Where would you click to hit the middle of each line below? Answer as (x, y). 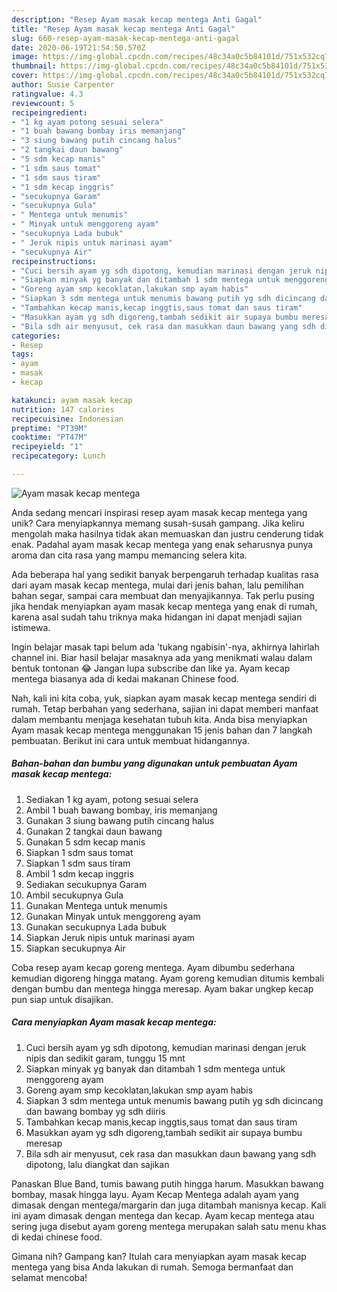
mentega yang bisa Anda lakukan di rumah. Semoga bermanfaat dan (152, 1267)
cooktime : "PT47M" (49, 437)
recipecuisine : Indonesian (67, 419)
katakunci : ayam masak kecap (72, 400)
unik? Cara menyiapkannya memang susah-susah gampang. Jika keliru (158, 523)
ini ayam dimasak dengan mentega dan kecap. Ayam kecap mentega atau (163, 1215)
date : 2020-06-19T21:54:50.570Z (78, 47)
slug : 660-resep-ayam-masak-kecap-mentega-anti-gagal (126, 38)
